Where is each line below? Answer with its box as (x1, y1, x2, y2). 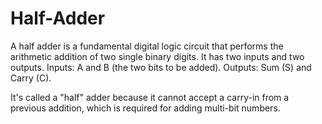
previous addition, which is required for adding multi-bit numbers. (10, 102, 281, 114)
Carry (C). (10, 72, 52, 84)
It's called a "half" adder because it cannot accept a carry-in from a (10, 91, 290, 103)
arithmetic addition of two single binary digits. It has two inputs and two (10, 50, 305, 62)
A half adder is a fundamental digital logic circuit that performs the (10, 40, 284, 52)
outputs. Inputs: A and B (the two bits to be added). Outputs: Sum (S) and (10, 61, 312, 73)
